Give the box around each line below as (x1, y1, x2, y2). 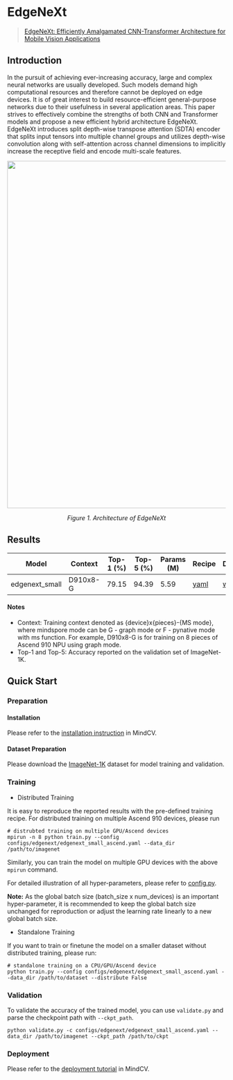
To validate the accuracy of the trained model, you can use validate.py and (7, 1006, 224, 1015)
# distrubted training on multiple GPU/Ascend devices (7, 827, 169, 834)
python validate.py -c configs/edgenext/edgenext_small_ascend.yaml (7, 1027, 209, 1034)
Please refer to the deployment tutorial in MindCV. (7, 1065, 150, 1073)
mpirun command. (7, 865, 58, 874)
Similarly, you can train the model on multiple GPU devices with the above (7, 858, 218, 866)
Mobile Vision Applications (24, 34, 101, 42)
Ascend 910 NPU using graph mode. (17, 640, 121, 649)
